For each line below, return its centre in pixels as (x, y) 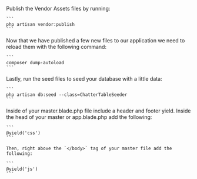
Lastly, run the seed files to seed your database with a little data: (84, 79)
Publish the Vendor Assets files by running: (58, 9)
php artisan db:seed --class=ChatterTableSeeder (67, 95)
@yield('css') (24, 133)
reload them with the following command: (56, 47)
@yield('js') (22, 169)
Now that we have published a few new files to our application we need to (96, 40)
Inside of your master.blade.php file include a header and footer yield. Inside (98, 111)
